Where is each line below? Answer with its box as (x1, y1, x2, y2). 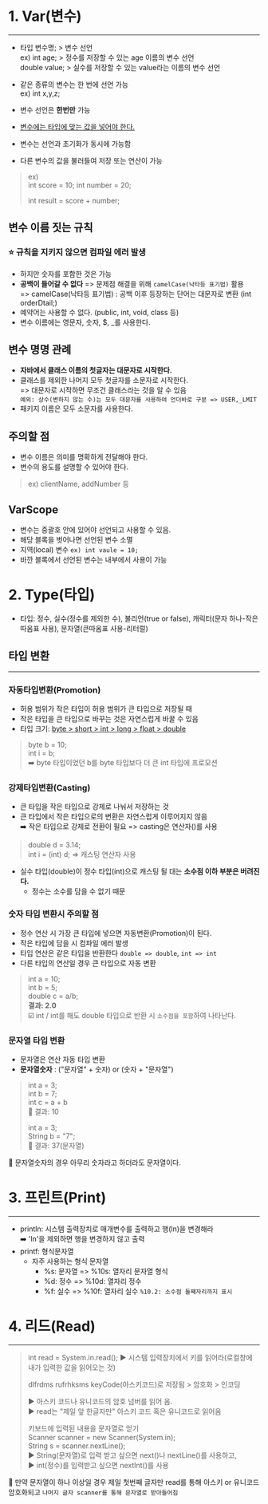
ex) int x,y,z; (19, 89, 61, 98)
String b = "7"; (27, 1131, 76, 1141)
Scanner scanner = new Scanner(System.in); (27, 1432, 175, 1442)
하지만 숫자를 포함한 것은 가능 (19, 269, 112, 278)
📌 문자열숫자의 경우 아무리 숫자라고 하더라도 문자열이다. (8, 1158, 181, 1167)
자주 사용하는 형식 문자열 (31, 1256, 109, 1265)
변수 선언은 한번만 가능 (19, 105, 91, 114)
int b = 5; (27, 982, 58, 992)
